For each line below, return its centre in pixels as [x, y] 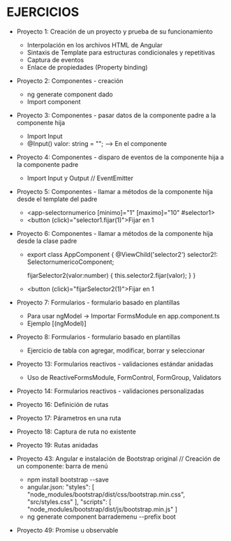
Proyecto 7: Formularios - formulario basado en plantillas [98, 302]
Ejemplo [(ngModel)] [57, 323]
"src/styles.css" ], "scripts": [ [69, 502]
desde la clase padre [47, 241]
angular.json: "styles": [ [61, 487]
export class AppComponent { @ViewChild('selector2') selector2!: [122, 254]
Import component [54, 101]
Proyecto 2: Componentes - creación [70, 80]
